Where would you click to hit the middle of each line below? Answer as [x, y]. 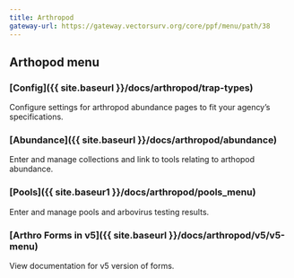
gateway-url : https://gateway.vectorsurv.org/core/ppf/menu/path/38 [140, 26]
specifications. [37, 117]
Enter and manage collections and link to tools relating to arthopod [132, 160]
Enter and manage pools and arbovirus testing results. [109, 212]
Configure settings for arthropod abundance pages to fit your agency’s [140, 108]
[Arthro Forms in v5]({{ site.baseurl [88, 235]
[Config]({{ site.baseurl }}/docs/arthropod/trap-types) [131, 88]
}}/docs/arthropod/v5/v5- [227, 235]
